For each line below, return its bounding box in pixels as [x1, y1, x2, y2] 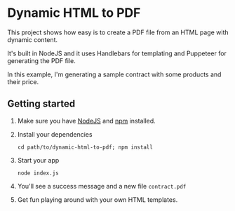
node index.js [17, 170, 59, 177]
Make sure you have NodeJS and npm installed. [17, 116, 156, 125]
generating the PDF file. [7, 56, 76, 64]
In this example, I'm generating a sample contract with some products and [7, 70, 222, 79]
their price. [7, 77, 39, 86]
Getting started [7, 98, 76, 110]
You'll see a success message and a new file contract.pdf [17, 182, 187, 190]
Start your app [17, 156, 60, 164]
